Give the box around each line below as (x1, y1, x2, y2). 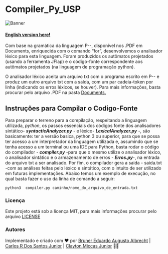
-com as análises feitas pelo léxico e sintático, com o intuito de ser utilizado (5, 165, 161, 171)
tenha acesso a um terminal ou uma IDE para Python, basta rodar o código (5, 143, 159, 149)
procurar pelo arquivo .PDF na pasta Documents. (5, 89, 106, 95)
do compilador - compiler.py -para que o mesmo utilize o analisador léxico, (5, 149, 161, 155)
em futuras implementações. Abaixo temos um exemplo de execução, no (5, 170, 156, 176)
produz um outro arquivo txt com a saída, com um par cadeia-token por (5, 79, 153, 85)
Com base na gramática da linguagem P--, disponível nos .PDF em (5, 42, 143, 48)
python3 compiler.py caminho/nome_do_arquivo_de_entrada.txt (5, 185, 138, 190)
